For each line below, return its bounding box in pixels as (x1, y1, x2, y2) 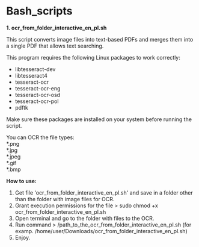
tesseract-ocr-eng (14, 84, 61, 92)
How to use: (6, 177, 37, 184)
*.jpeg (6, 152, 21, 160)
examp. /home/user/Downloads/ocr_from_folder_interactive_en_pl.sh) (14, 227, 188, 234)
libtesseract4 (14, 72, 48, 79)
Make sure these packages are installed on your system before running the (6, 116, 192, 123)
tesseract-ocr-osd (14, 91, 61, 98)
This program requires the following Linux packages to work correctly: (6, 54, 180, 61)
